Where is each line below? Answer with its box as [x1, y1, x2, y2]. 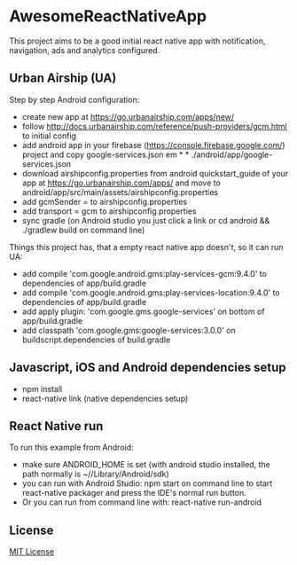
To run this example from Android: [9, 442, 135, 453]
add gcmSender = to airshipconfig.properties [21, 196, 188, 207]
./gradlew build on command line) [21, 224, 145, 235]
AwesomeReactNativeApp [9, 6, 207, 27]
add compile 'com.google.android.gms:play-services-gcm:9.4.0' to [21, 268, 268, 279]
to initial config [21, 130, 77, 141]
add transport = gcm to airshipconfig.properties [21, 206, 197, 216]
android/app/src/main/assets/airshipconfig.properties [21, 186, 219, 197]
